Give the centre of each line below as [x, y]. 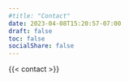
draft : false [30, 31]
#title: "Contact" [39, 16]
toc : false [27, 38]
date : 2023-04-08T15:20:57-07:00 [65, 23]
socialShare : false [41, 46]
